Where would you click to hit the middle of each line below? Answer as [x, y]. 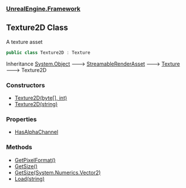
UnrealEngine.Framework [43, 9]
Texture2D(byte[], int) [41, 98]
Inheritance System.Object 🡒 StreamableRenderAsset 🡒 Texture [93, 64]
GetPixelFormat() [35, 160]
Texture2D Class [37, 28]
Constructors [26, 85]
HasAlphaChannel [36, 132]
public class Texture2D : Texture [48, 52]
